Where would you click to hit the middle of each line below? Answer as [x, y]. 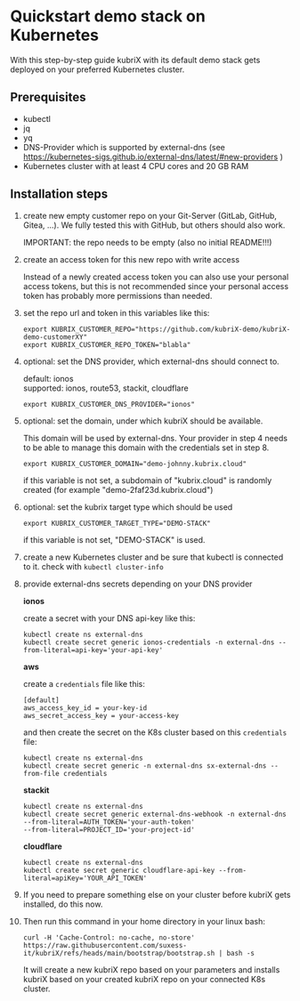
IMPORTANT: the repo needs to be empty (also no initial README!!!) [147, 242]
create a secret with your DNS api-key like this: [109, 618]
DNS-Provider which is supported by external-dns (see [124, 147]
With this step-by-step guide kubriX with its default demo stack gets [135, 60]
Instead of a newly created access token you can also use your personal [156, 277]
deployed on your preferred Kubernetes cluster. [97, 69]
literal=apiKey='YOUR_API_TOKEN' [85, 878]
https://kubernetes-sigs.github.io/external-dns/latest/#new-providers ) [153, 157]
